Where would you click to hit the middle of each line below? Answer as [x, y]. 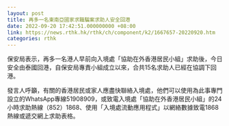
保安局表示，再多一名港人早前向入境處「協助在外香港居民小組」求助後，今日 [115, 59]
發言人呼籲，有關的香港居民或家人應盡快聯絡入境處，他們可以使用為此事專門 [115, 91]
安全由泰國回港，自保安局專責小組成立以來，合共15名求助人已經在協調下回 [112, 67]
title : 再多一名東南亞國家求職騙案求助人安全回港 [69, 20]
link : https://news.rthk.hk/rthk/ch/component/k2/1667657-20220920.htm [111, 32]
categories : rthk [32, 39]
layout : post [26, 13]
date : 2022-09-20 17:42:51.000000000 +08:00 [71, 26]
